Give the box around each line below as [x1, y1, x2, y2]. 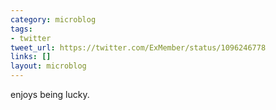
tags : [10, 24, 33, 34]
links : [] [10, 52, 52, 62]
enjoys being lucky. [10, 89, 90, 100]
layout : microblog [10, 61, 87, 71]
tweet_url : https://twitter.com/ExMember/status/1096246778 [10, 42, 267, 53]
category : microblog [10, 14, 97, 25]
